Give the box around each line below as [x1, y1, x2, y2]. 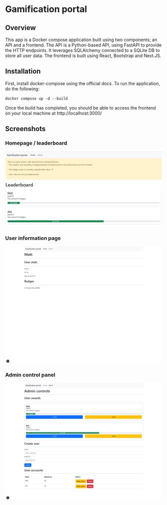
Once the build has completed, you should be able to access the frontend [5, 105, 156, 111]
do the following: [5, 86, 40, 92]
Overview [5, 24, 36, 32]
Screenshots [5, 125, 46, 133]
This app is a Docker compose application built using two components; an [5, 37, 158, 43]
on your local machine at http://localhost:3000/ [5, 110, 102, 116]
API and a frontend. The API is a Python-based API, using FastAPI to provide [5, 42, 162, 48]
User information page [5, 235, 61, 242]
